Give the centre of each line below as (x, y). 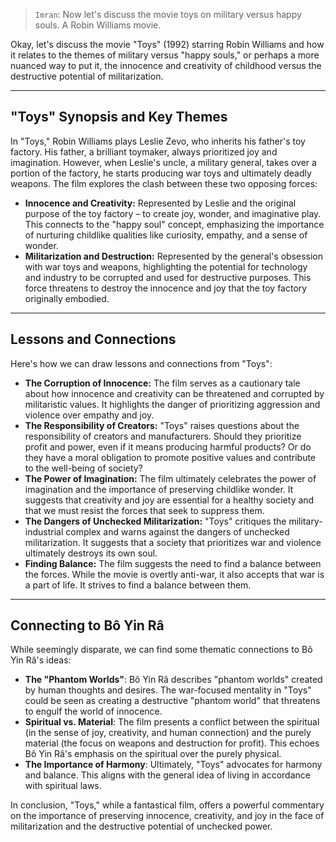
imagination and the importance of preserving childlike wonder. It (159, 489)
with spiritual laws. (63, 786)
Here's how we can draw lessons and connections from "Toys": (141, 363)
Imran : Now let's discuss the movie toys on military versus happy (168, 14)
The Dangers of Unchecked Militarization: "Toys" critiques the (155, 521)
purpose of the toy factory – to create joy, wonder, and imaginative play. (173, 213)
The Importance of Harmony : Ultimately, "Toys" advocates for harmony (173, 765)
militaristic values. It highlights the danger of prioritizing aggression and (172, 404)
